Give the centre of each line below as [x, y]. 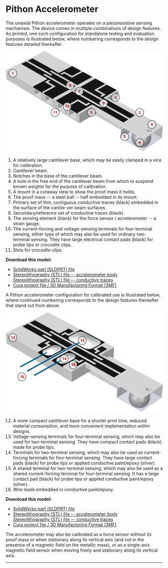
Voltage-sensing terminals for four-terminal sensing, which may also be [86, 436]
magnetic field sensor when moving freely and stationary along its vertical [82, 550]
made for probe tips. [34, 447]
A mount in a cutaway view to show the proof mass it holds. [74, 192]
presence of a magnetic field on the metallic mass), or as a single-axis [78, 545]
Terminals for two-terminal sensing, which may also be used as [78, 452]
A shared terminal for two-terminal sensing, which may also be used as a [88, 468]
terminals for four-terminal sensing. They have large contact [90, 458]
